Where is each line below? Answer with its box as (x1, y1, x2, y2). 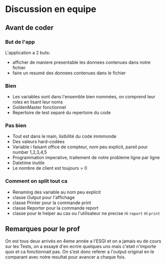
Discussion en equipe (5, 3, 97, 15)
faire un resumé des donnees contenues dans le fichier (12, 70, 126, 76)
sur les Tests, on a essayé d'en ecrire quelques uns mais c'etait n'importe (5, 243, 156, 249)
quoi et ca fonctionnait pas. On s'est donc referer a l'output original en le (5, 249, 155, 255)
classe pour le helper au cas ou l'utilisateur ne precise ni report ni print (12, 210, 161, 216)
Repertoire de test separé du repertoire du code (12, 110, 111, 116)
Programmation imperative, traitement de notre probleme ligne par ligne (12, 155, 160, 161)
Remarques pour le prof (5, 225, 80, 233)
